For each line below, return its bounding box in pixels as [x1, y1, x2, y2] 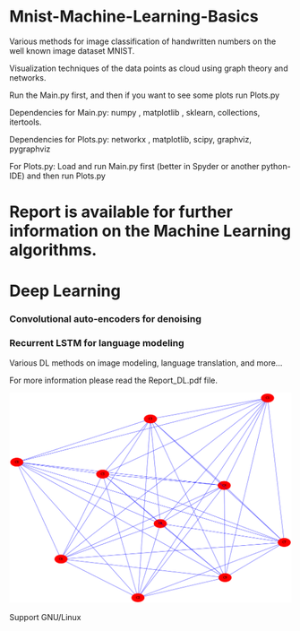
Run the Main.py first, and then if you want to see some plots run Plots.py [9, 90, 280, 100]
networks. [9, 72, 47, 82]
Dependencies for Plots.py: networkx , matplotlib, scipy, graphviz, [9, 134, 253, 144]
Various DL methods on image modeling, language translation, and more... [9, 357, 283, 368]
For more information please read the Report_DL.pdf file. [9, 375, 218, 385]
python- [261, 160, 291, 171]
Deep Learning [9, 281, 121, 301]
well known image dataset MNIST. [9, 45, 135, 56]
